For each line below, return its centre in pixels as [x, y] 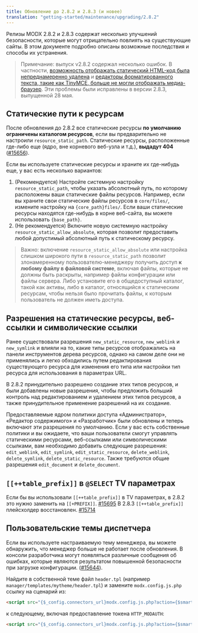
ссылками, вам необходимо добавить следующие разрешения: [87, 446]
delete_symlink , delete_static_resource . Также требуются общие [88, 458]
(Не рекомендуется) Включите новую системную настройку [91, 226]
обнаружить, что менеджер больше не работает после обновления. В [95, 549]
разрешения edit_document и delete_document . [63, 465]
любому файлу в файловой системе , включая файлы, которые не [104, 269]
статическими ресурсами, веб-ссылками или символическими [86, 440]
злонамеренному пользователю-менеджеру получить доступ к [101, 262]
